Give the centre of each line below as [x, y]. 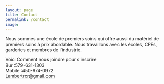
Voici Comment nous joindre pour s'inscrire [51, 60]
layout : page [19, 10]
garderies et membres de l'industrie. [43, 50]
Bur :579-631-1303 [25, 65]
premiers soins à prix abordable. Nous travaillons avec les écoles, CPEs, [81, 45]
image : [12, 24]
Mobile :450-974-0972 [29, 71]
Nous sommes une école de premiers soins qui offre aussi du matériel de [82, 39]
